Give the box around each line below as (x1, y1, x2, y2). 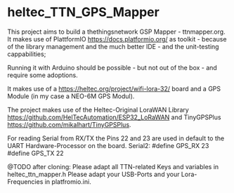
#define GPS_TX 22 (7, 149, 65, 157)
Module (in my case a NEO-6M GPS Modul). (7, 92, 135, 100)
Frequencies (7, 177, 44, 186)
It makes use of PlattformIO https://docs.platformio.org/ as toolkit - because (7, 34, 227, 43)
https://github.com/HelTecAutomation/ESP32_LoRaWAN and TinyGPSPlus (7, 113, 221, 121)
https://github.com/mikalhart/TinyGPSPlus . (7, 120, 131, 128)
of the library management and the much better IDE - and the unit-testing (7, 42, 219, 51)
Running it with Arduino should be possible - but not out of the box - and (7, 63, 218, 72)
